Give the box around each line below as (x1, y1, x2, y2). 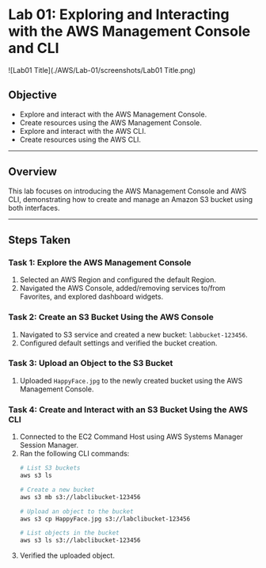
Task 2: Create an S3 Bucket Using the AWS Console (8, 311, 214, 322)
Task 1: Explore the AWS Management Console (8, 257, 192, 268)
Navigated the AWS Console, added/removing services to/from (19, 284, 226, 293)
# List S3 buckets (19, 464, 81, 472)
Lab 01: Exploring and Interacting (8, 6, 230, 24)
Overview (8, 165, 58, 179)
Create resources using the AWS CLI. (19, 135, 141, 144)
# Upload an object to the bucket (19, 507, 134, 516)
